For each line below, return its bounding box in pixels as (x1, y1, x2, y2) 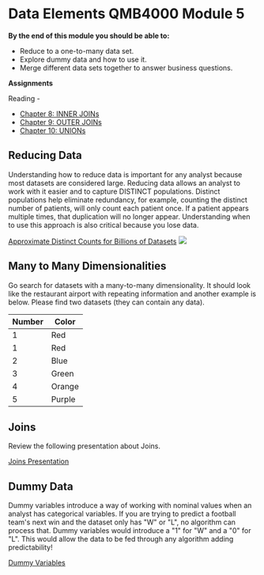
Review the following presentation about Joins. (8, 441, 160, 451)
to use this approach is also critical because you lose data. (8, 220, 199, 229)
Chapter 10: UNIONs (19, 126, 86, 135)
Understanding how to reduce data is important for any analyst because (8, 169, 243, 179)
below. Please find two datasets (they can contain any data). (8, 297, 206, 307)
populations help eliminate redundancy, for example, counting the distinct (8, 195, 247, 204)
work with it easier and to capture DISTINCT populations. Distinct (8, 187, 221, 196)
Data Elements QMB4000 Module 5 (8, 5, 245, 23)
